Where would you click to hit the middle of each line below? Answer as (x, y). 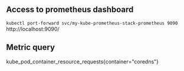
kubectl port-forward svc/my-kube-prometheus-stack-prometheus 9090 (92, 23)
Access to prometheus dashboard (70, 10)
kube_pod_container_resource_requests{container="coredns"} (83, 62)
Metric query (30, 47)
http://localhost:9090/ (33, 29)
